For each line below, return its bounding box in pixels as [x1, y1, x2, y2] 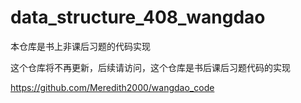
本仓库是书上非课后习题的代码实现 [10, 40, 151, 52]
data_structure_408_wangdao [10, 6, 266, 29]
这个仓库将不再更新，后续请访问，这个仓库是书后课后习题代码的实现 [10, 61, 291, 73]
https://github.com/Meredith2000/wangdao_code [10, 81, 215, 93]
